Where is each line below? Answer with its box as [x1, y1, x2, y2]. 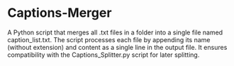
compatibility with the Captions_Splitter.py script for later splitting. [7, 51, 200, 59]
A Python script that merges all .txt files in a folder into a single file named [7, 28, 223, 37]
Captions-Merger [7, 5, 112, 21]
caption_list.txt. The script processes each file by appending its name [7, 35, 211, 44]
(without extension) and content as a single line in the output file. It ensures [7, 43, 228, 51]
